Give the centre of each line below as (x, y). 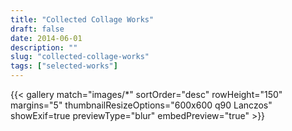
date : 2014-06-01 (46, 38)
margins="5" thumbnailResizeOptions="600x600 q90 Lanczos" (141, 105)
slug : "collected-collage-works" (80, 57)
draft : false (37, 29)
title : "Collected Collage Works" (82, 19)
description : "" (44, 47)
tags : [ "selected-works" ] (64, 66)
